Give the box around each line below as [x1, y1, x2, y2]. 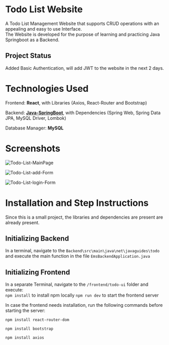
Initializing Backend [5, 234, 69, 243]
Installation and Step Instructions [5, 197, 149, 208]
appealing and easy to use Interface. [5, 25, 82, 32]
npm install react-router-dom [5, 317, 70, 323]
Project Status [5, 51, 52, 60]
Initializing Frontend [5, 268, 70, 276]
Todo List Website [5, 4, 83, 15]
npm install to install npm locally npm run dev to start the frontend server [5, 292, 159, 299]
